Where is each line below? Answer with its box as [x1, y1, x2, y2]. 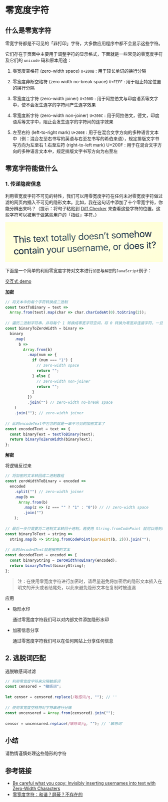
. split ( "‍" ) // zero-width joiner [14, 489, 84, 494]
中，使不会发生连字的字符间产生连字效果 [12, 102, 96, 108]
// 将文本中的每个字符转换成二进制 [5, 299, 68, 304]
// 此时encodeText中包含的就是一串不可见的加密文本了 [5, 421, 105, 426]
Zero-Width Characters [12, 785, 60, 791]
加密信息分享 [12, 627, 39, 633]
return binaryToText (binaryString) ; [9, 563, 86, 568]
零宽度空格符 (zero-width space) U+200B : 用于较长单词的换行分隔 [12, 68, 146, 74]
